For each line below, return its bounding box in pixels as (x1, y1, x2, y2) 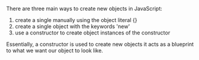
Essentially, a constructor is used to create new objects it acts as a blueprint (6, 41, 194, 48)
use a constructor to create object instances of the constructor (14, 29, 171, 36)
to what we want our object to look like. (6, 47, 104, 54)
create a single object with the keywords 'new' (14, 23, 130, 30)
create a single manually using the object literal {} (14, 17, 138, 23)
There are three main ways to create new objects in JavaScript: (6, 5, 163, 12)
